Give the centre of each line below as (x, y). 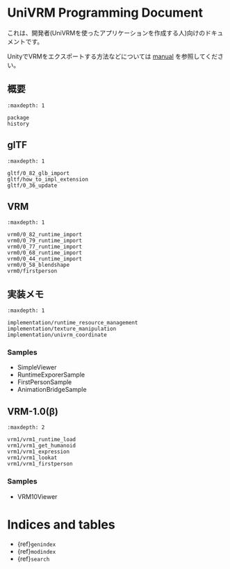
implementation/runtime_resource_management (73, 323)
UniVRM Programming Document (105, 13)
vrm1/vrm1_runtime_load (42, 440)
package (18, 117)
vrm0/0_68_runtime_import (44, 253)
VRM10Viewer (37, 496)
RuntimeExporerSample (51, 375)
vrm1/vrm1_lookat (32, 458)
